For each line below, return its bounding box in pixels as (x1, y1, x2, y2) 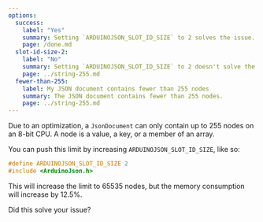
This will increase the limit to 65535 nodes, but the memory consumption (8, 181, 246, 191)
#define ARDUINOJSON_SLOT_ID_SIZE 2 (8, 160, 128, 168)
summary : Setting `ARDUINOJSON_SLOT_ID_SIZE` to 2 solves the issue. (22, 33, 256, 42)
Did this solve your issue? (8, 205, 91, 214)
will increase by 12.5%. (8, 190, 83, 199)
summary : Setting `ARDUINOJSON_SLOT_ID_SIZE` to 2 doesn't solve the (22, 63, 256, 71)
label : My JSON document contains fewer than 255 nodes (22, 84, 210, 93)
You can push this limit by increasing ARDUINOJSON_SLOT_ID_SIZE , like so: (8, 145, 240, 154)
